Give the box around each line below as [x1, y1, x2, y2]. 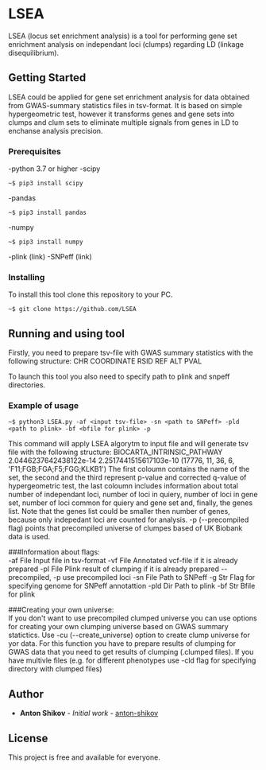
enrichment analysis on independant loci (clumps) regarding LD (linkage [8, 39, 245, 49]
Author [8, 687, 44, 701]
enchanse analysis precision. [8, 126, 103, 135]
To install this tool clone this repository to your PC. [8, 290, 173, 299]
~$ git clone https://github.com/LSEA [8, 305, 137, 313]
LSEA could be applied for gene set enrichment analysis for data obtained [8, 92, 250, 102]
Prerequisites [8, 146, 61, 157]
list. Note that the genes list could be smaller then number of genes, [8, 507, 230, 516]
